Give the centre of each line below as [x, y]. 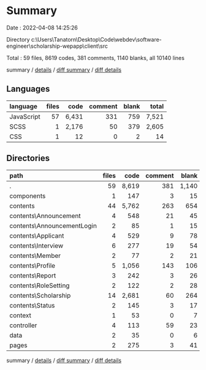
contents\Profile [32, 265]
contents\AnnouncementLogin [53, 225]
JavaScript [25, 116]
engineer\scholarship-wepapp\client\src [57, 46]
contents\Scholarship [40, 295]
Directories [28, 158]
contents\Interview [36, 246]
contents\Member [35, 255]
